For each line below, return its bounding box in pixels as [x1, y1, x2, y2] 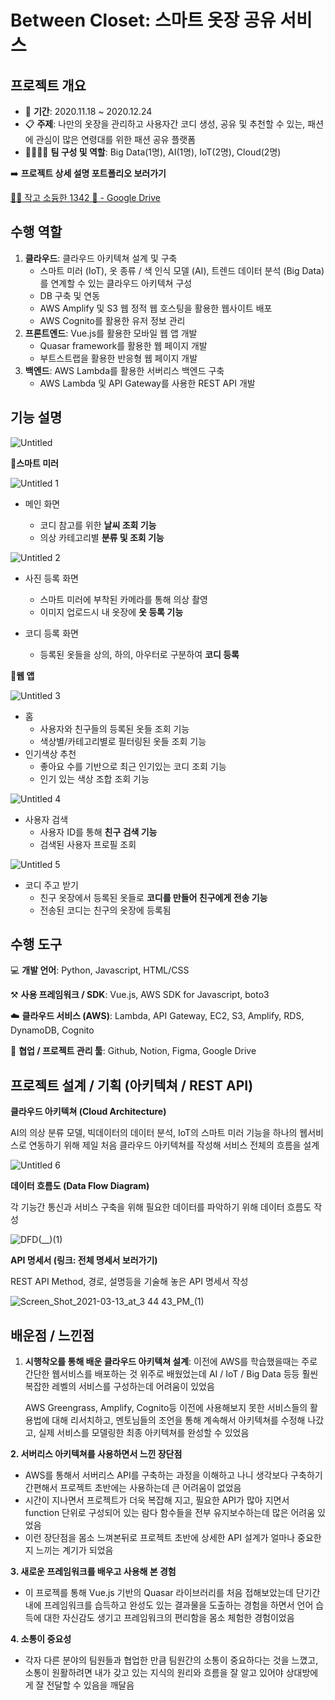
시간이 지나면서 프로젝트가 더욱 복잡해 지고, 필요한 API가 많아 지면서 [24, 1494, 290, 1506]
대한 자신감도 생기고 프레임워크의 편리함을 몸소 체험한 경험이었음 [43, 1612, 295, 1624]
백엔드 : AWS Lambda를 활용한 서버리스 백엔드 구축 [24, 364, 225, 376]
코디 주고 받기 [24, 879, 79, 891]
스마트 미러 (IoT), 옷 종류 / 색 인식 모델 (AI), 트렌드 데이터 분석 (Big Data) [39, 264, 325, 276]
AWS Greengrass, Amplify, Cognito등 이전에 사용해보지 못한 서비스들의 [24, 1402, 308, 1414]
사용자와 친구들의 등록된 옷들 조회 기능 [39, 722, 190, 735]
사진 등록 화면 [24, 572, 79, 584]
